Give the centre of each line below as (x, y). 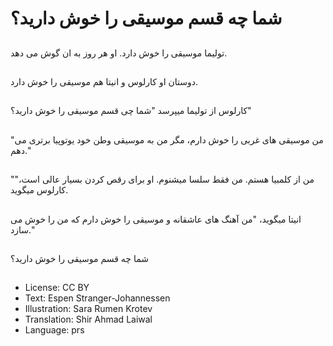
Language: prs (54, 330)
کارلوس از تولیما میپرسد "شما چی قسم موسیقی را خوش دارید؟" (131, 111)
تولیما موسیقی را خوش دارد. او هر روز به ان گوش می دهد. (119, 53)
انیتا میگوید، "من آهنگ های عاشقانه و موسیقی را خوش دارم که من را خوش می (156, 219)
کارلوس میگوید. (39, 190)
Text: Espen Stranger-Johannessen (97, 298)
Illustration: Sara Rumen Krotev (88, 309)
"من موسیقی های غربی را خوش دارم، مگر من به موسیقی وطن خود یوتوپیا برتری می (167, 139)
